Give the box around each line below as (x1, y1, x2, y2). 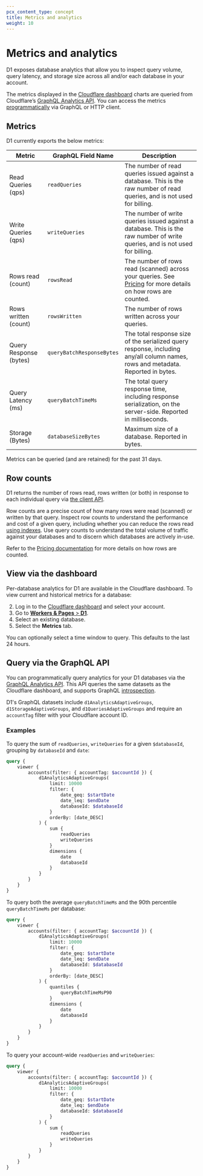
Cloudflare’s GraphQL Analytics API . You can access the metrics (6, 97, 166, 105)
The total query (124, 377, 168, 386)
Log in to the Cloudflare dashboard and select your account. (14, 603, 166, 610)
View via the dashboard (6, 569, 98, 579)
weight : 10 (6, 20, 34, 26)
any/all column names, (124, 352, 188, 361)
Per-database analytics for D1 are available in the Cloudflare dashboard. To (6, 584, 193, 592)
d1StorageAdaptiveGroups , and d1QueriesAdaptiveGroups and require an (6, 705, 182, 712)
